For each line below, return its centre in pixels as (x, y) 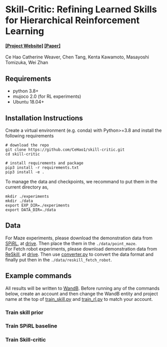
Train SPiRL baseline (31, 326)
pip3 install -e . (25, 172)
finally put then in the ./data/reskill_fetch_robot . (59, 259)
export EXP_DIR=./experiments (38, 206)
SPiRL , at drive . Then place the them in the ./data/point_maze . (71, 243)
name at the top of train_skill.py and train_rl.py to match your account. (79, 299)
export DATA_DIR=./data (31, 210)
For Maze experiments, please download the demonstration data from (79, 238)
